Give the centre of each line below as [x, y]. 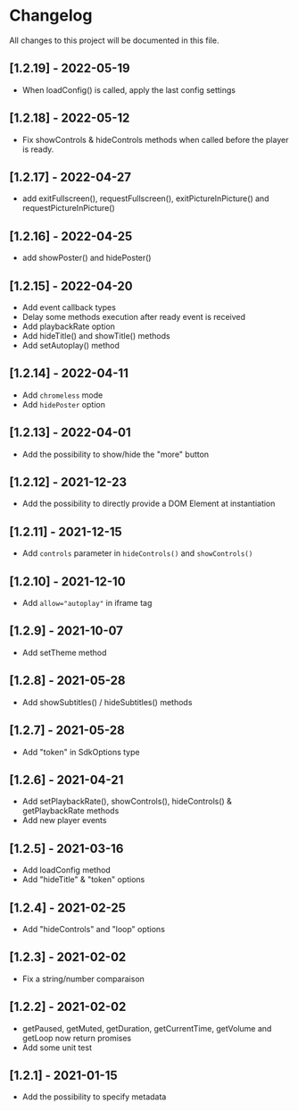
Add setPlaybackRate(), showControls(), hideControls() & [127, 802]
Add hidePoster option [63, 404]
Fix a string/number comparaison [83, 979]
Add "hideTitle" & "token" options [83, 880]
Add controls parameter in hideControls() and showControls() [137, 553]
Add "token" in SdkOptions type [81, 752]
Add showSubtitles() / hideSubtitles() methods [107, 702]
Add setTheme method [64, 652]
